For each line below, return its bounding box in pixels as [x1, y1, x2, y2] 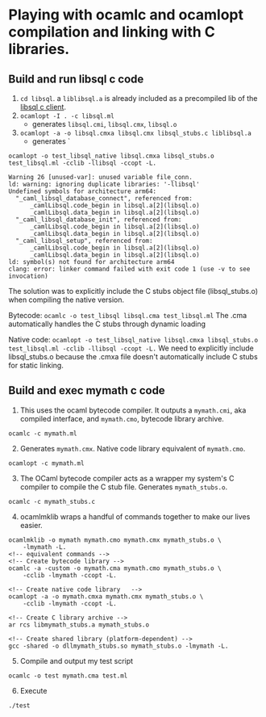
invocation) [8, 272, 48, 280]
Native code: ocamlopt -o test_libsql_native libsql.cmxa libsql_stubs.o [8, 335, 259, 344]
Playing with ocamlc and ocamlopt [8, 6, 244, 24]
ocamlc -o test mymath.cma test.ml [8, 672, 128, 680]
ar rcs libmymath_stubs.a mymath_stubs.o [8, 620, 150, 629]
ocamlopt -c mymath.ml [8, 459, 85, 468]
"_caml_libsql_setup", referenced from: [15, 237, 153, 245]
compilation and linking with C [8, 23, 216, 41]
